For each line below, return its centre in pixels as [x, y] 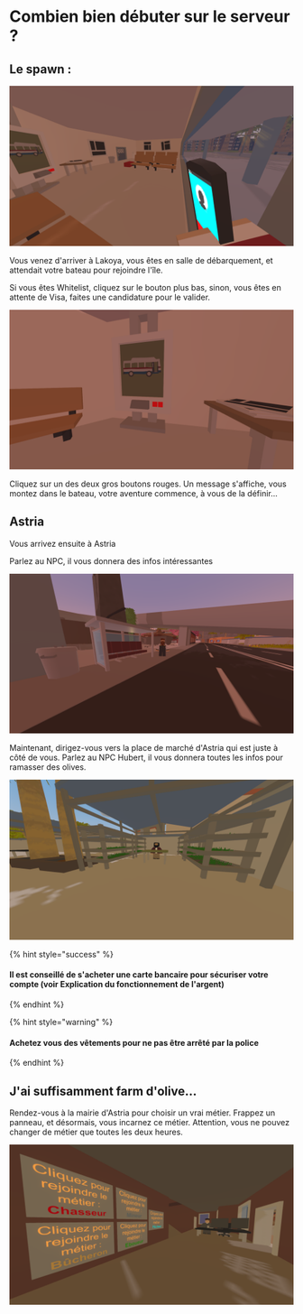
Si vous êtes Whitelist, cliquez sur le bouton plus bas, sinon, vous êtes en [146, 287]
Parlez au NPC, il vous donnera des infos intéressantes [111, 560]
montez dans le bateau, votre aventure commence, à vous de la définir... [143, 493]
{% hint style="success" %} [62, 954]
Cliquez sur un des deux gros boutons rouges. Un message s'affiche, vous [148, 484]
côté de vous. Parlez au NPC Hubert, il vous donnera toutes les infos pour [147, 758]
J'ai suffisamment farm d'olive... [103, 1091]
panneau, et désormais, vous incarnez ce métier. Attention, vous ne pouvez [150, 1123]
